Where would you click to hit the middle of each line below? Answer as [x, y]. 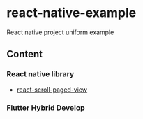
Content [25, 54]
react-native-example [71, 13]
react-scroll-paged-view [52, 90]
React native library [40, 74]
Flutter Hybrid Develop [46, 108]
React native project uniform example [60, 32]
